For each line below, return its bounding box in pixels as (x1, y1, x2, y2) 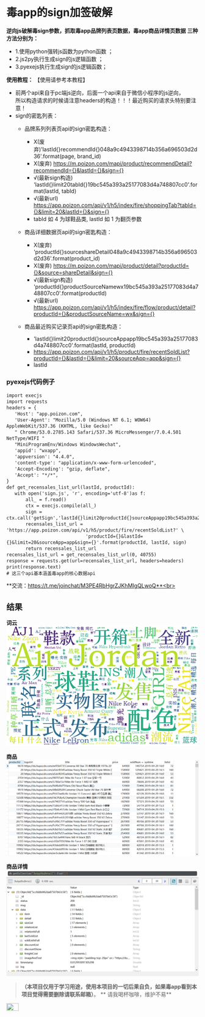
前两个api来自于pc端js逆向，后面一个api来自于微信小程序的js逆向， (15, 89, 184, 96)
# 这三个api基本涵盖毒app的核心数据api (6, 571, 96, 577)
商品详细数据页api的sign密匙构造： (24, 228, 113, 236)
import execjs (6, 392, 43, 399)
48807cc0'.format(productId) (33, 289, 107, 297)
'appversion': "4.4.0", (14, 454, 75, 460)
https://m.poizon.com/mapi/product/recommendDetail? (53, 160, 192, 167)
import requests (6, 399, 48, 405)
